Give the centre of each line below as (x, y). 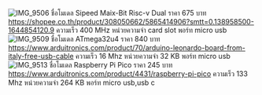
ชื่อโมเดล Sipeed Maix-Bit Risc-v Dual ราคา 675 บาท (129, 13)
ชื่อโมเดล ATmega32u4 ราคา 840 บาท (105, 39)
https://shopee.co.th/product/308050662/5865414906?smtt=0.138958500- (131, 22)
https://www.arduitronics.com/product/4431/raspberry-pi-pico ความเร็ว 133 (128, 74)
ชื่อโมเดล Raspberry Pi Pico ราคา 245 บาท (111, 65)
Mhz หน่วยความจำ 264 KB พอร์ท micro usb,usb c (81, 82)
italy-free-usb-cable (41, 56)
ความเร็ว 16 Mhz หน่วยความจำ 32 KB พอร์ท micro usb (153, 56)
